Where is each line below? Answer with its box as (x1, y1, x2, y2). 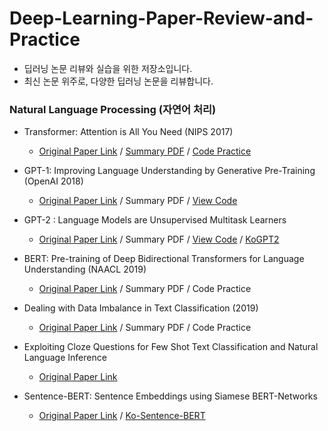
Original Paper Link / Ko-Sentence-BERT (38, 410, 206, 422)
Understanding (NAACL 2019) (23, 263, 147, 276)
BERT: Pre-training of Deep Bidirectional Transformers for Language (23, 253, 305, 265)
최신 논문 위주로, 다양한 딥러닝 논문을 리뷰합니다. (23, 75, 214, 87)
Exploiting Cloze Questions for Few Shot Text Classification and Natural (23, 341, 319, 353)
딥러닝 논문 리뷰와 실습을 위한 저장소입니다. (23, 62, 193, 74)
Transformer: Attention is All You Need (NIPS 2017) (23, 126, 234, 138)
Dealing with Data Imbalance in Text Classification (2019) (23, 302, 259, 314)
